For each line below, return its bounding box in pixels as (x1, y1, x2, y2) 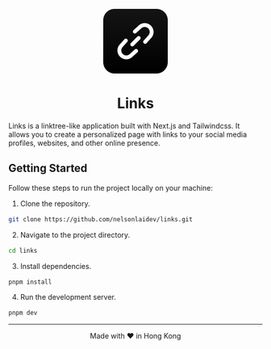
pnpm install (8, 278, 52, 286)
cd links (8, 246, 38, 254)
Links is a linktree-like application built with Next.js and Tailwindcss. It (8, 120, 240, 130)
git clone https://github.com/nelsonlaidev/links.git (8, 215, 194, 223)
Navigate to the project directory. (19, 229, 131, 239)
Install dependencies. (19, 261, 92, 271)
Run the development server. (19, 292, 117, 302)
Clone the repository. (19, 199, 90, 208)
